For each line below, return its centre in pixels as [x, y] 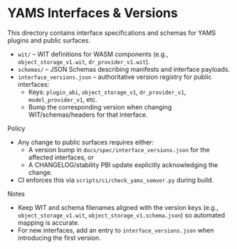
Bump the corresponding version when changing [100, 107]
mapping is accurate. [48, 223]
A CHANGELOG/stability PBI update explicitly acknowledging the [123, 164]
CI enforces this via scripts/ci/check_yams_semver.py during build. [116, 180]
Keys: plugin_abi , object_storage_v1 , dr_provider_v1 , [107, 92]
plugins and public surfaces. [49, 40]
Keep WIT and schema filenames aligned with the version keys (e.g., [118, 207]
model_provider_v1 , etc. [63, 99]
